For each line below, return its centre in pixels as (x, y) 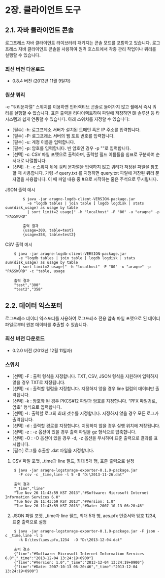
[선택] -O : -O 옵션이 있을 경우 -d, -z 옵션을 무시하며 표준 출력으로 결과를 (82, 438)
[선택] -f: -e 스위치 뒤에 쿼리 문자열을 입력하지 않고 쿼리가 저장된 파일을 (81, 167)
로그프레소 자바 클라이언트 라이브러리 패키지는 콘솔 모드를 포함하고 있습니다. (78, 43)
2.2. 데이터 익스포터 (34, 306)
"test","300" (27, 285)
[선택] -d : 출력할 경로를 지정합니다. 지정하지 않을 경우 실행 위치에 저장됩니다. (86, 426)
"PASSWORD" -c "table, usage (35, 271)
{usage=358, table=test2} (49, 235)
